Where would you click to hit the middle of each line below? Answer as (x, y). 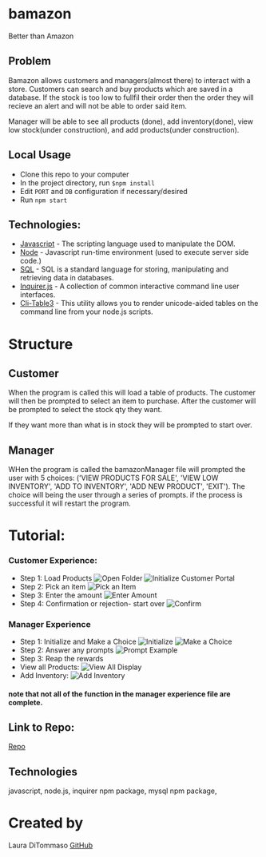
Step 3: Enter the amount (61, 595)
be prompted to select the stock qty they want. (85, 410)
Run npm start (44, 200)
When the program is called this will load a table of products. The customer (132, 393)
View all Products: (50, 667)
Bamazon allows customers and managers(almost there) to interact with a (129, 80)
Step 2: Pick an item (53, 586)
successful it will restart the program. (69, 503)
